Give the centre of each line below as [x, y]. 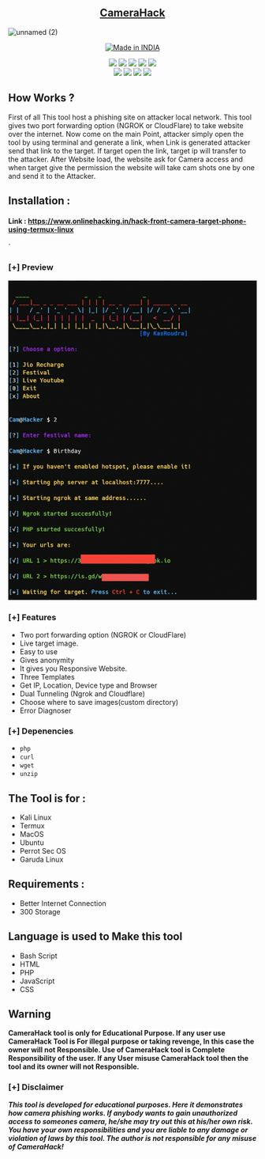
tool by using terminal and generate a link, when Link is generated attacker [129, 142]
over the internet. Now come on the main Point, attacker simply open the [126, 134]
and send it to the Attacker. [52, 176]
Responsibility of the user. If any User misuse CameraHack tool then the [129, 1059]
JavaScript [37, 981]
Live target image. [49, 643]
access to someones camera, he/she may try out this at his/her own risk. [131, 1121]
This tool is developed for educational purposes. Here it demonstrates [125, 1104]
